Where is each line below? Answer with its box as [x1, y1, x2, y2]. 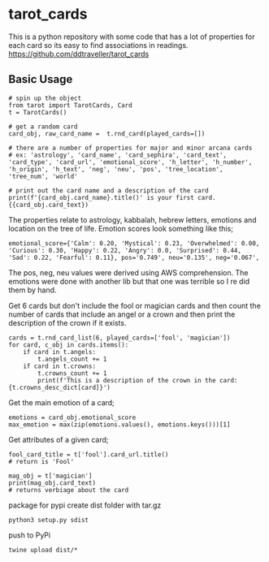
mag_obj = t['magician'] [8, 472, 93, 480]
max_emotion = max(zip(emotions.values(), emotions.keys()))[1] [8, 420, 231, 429]
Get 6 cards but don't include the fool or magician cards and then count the [8, 300, 262, 310]
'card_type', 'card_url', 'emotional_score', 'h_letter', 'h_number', [8, 158, 253, 166]
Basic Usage [8, 72, 73, 86]
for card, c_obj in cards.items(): [8, 340, 129, 349]
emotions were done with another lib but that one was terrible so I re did [8, 276, 250, 286]
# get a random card [8, 123, 79, 131]
